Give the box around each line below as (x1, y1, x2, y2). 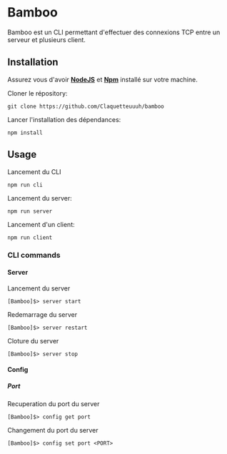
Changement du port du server (7, 426, 99, 435)
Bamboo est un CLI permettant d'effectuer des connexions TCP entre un (7, 28, 221, 36)
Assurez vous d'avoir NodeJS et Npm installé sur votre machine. (7, 75, 198, 84)
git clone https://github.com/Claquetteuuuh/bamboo (7, 103, 164, 110)
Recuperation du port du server (7, 400, 100, 408)
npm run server (7, 208, 53, 215)
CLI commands (7, 251, 61, 261)
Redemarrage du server (7, 310, 77, 318)
